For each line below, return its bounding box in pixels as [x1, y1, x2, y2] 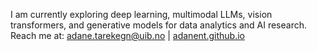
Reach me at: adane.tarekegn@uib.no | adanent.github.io [10, 30, 245, 41]
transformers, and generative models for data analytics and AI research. [10, 19, 307, 31]
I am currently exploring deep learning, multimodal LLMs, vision [10, 9, 273, 20]
